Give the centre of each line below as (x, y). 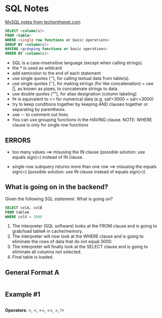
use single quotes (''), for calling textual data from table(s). (71, 78)
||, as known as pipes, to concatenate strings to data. (65, 89)
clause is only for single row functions (50, 125)
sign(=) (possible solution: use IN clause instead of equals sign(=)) (79, 172)
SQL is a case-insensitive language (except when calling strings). (78, 63)
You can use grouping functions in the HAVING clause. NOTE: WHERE (82, 120)
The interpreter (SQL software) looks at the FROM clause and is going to (84, 226)
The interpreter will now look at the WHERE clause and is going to (78, 236)
